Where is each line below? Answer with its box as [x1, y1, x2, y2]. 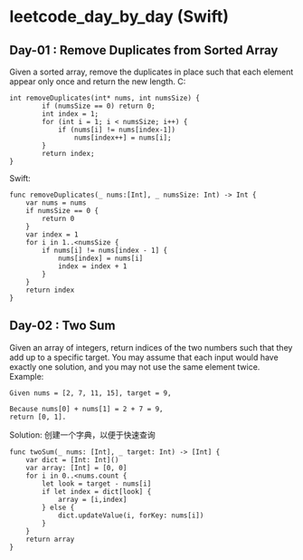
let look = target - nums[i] [42, 478, 152, 488]
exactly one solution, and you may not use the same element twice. [9, 361, 260, 372]
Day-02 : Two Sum [9, 318, 116, 333]
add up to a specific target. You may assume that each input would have [9, 352, 279, 362]
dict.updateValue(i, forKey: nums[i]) [57, 510, 204, 520]
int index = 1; [42, 110, 99, 119]
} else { [42, 503, 75, 512]
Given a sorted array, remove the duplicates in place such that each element [9, 66, 294, 77]
